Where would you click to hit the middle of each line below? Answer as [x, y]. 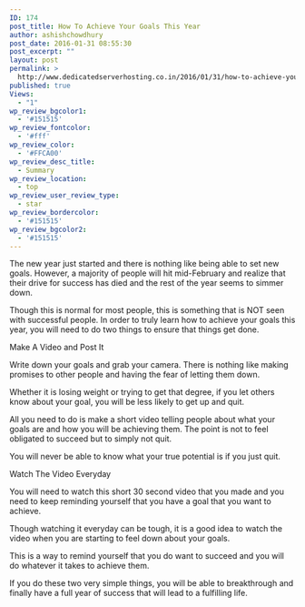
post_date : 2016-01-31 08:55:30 [70, 43]
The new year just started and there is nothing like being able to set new [144, 264]
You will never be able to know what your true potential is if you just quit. [145, 457]
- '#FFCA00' [40, 153]
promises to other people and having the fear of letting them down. [135, 375]
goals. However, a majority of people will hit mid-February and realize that [148, 273]
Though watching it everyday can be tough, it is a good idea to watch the [146, 529]
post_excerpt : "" [42, 52]
